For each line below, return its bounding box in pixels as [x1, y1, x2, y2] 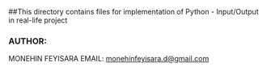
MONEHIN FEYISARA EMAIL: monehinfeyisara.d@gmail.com [8, 54, 210, 64]
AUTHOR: [8, 35, 47, 47]
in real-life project [8, 15, 68, 25]
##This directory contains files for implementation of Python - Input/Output [8, 7, 259, 16]
